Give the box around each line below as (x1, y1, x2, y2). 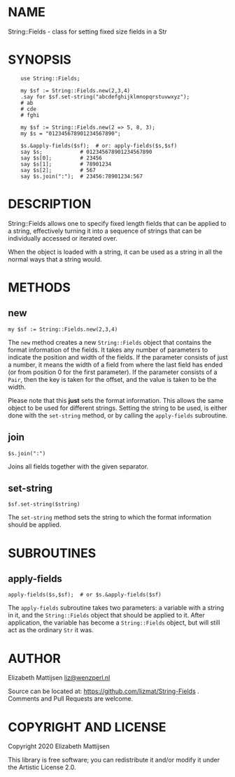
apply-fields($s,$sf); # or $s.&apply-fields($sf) (8, 592, 162, 599)
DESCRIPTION (8, 197, 92, 212)
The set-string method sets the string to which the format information (8, 513, 212, 522)
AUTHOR (8, 650, 62, 666)
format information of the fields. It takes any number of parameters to (8, 345, 208, 354)
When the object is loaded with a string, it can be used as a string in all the (8, 248, 223, 256)
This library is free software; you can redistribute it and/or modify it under (8, 756, 220, 764)
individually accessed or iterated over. (8, 234, 117, 242)
